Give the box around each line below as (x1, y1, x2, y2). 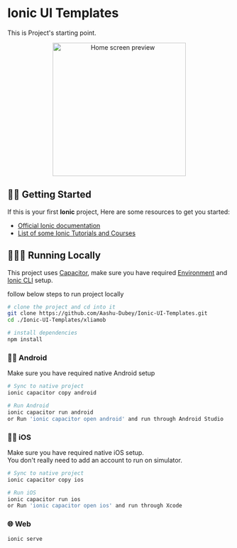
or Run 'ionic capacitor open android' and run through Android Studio (7, 415, 224, 422)
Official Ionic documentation (17, 221, 101, 230)
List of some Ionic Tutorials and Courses (17, 229, 136, 237)
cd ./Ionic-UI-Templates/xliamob (7, 316, 106, 324)
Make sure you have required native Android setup (7, 369, 155, 377)
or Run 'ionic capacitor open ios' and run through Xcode (7, 503, 182, 510)
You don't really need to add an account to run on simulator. (7, 456, 183, 464)
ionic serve (7, 535, 43, 542)
